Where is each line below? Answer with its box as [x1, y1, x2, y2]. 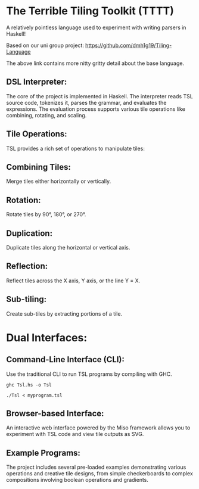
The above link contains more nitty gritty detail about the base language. [6, 60, 185, 67]
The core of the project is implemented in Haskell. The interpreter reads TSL [6, 92, 194, 99]
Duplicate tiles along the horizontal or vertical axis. [6, 244, 130, 251]
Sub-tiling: [6, 294, 47, 304]
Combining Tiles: [6, 162, 71, 172]
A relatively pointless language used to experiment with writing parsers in [6, 24, 186, 31]
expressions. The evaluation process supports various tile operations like [6, 105, 186, 113]
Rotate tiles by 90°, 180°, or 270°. [6, 211, 86, 218]
